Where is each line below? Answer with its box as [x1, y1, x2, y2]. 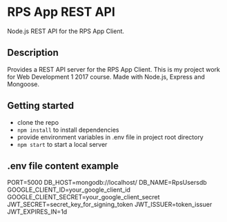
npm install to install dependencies [17, 125, 119, 134]
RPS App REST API [7, 4, 116, 20]
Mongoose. [7, 80, 40, 88]
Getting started [7, 100, 75, 112]
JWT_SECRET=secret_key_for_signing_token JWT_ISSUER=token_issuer [7, 201, 213, 209]
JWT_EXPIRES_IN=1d [7, 208, 68, 216]
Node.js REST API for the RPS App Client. [7, 27, 125, 35]
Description [7, 47, 59, 59]
